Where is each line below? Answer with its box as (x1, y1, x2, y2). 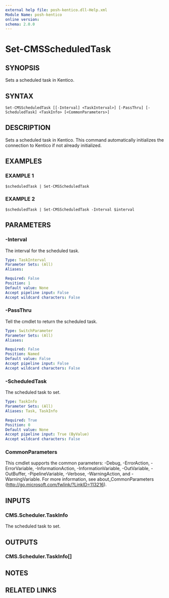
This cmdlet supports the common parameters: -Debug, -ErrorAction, (5, 460, 150, 466)
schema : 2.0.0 (5, 21, 35, 27)
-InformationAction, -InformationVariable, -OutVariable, (35, 466, 150, 472)
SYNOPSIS (5, 63, 40, 72)
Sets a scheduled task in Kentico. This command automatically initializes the (5, 137, 164, 143)
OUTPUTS (5, 538, 38, 546)
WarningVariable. (5, 476, 41, 482)
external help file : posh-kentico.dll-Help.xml (5, 7, 108, 13)
